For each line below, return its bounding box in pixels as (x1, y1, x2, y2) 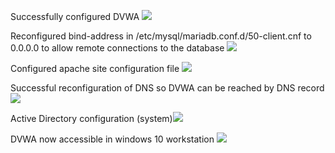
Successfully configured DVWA (10, 11, 140, 22)
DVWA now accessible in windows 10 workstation (10, 133, 215, 145)
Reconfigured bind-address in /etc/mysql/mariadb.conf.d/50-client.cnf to (10, 30, 312, 42)
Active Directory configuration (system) (10, 113, 173, 124)
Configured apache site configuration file (10, 63, 180, 74)
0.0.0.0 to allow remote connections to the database (10, 42, 225, 54)
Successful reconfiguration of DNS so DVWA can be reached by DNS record (10, 82, 325, 94)
